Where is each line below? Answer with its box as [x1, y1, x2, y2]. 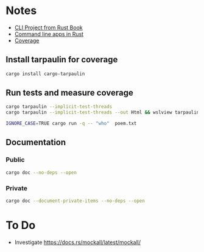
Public [5, 156, 25, 164]
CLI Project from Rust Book [14, 24, 83, 31]
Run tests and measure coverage [5, 88, 133, 98]
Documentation [5, 137, 66, 148]
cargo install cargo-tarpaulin [5, 71, 85, 77]
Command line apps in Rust [14, 30, 83, 37]
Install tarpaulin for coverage [5, 54, 118, 65]
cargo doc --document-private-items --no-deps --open [5, 198, 146, 204]
